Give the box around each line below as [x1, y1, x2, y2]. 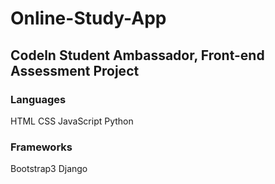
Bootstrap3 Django [10, 163, 88, 175]
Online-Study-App [10, 7, 167, 30]
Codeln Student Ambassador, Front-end [10, 47, 265, 64]
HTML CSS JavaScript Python [10, 115, 134, 127]
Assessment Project [10, 62, 140, 79]
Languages [10, 92, 67, 106]
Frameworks [10, 140, 73, 154]
